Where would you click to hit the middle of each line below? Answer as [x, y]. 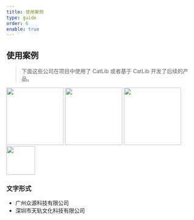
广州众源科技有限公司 [42, 203]
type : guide [21, 18]
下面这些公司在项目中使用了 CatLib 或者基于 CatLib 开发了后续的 [102, 71]
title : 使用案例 [25, 12]
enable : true [23, 29]
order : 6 [17, 23]
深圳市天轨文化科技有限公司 [50, 211]
